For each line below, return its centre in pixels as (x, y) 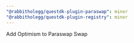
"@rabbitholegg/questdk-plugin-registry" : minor (67, 17)
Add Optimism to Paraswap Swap (47, 34)
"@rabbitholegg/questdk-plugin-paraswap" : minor (67, 11)
